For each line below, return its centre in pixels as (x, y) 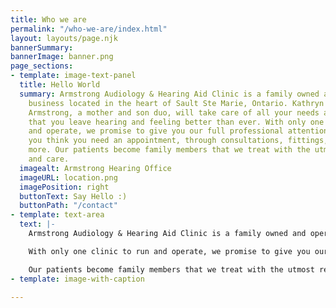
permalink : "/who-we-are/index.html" (89, 29)
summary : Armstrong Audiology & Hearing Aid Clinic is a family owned (169, 94)
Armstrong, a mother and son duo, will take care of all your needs (174, 112)
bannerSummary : (42, 47)
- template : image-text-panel (73, 76)
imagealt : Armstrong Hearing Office (95, 168)
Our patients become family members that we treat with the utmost (171, 269)
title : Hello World (60, 85)
